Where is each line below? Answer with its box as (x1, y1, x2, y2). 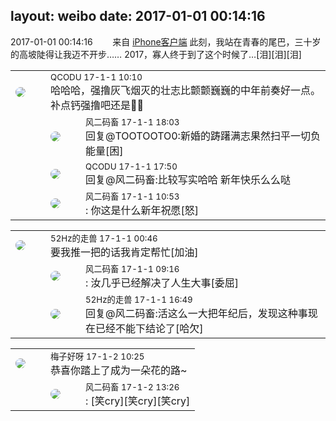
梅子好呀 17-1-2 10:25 (50, 350, 145, 362)
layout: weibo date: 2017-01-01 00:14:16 (10, 8, 266, 25)
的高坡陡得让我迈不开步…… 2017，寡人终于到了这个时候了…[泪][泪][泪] (10, 48, 302, 60)
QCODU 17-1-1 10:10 (50, 71, 143, 83)
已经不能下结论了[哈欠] (95, 321, 204, 335)
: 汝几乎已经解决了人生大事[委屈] (85, 275, 240, 289)
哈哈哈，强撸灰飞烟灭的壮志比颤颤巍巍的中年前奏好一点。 (50, 83, 322, 97)
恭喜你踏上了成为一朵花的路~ (50, 363, 188, 377)
